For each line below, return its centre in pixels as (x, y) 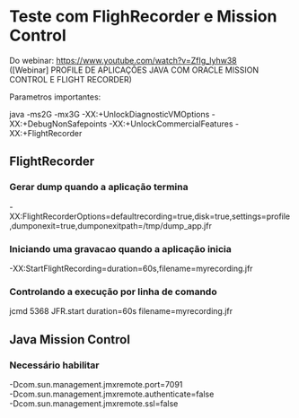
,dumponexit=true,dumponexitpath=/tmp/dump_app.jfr (111, 225)
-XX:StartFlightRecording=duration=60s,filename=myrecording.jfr (131, 268)
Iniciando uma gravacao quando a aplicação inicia (120, 248)
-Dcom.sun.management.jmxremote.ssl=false (94, 403)
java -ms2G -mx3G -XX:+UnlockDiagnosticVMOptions (110, 114)
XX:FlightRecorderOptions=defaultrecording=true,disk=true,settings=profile (150, 216)
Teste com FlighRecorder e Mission (143, 17)
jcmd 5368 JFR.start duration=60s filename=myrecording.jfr (121, 311)
